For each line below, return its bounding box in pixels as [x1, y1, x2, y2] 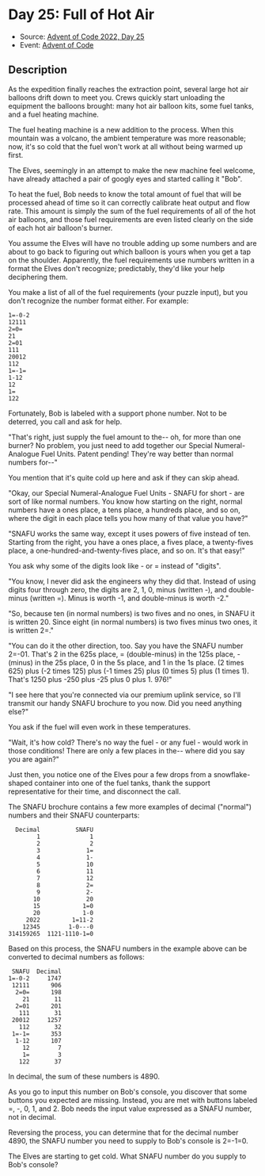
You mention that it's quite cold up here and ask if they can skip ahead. [8, 473, 240, 482]
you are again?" [8, 754, 59, 764]
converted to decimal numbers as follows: [8, 952, 145, 961]
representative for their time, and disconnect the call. [8, 787, 181, 796]
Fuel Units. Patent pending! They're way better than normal [40, 449, 234, 458]
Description [8, 63, 67, 77]
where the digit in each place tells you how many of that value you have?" [8, 513, 248, 523]
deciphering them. [8, 272, 69, 282]
